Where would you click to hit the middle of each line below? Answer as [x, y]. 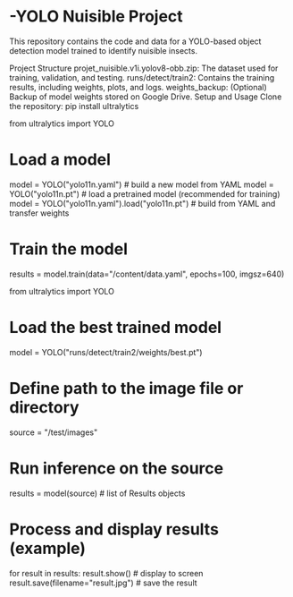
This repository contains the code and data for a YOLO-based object [135, 41]
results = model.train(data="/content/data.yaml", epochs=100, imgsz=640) [147, 274]
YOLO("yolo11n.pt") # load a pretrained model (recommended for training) [145, 193]
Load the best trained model [115, 328]
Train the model [68, 249]
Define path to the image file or [126, 388]
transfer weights [39, 213]
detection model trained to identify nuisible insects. [104, 50]
